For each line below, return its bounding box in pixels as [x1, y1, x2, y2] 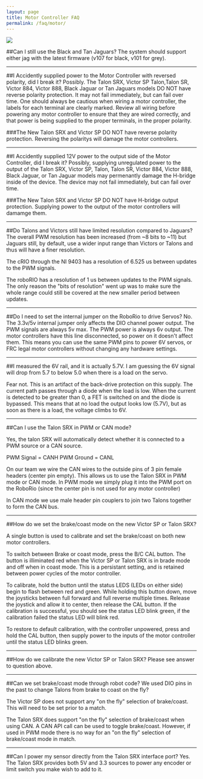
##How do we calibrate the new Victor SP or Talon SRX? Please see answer [6, 656, 195, 663]
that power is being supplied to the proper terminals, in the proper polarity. [6, 117, 192, 124]
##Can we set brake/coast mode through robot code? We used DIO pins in [6, 680, 192, 687]
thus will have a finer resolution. [6, 246, 86, 253]
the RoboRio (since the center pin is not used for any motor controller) [6, 485, 181, 492]
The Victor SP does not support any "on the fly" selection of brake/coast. [6, 698, 188, 705]
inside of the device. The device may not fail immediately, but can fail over [6, 178, 192, 186]
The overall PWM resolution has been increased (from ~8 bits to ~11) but [6, 233, 187, 241]
